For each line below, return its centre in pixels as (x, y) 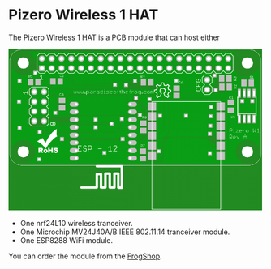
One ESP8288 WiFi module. (67, 241)
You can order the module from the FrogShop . (85, 256)
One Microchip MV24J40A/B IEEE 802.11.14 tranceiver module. (125, 232)
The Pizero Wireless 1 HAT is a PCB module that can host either (114, 37)
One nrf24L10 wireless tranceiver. (76, 224)
